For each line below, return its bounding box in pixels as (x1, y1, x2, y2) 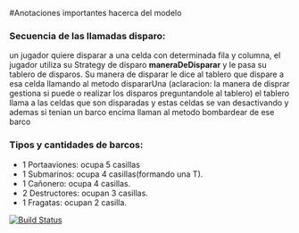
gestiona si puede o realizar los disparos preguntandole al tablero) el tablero (9, 88, 290, 99)
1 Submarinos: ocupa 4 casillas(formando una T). (21, 169, 203, 179)
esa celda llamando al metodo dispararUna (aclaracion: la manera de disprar (9, 79, 290, 89)
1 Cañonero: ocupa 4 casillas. (21, 178, 131, 188)
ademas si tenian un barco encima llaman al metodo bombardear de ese (9, 107, 275, 118)
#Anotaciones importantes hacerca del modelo (9, 8, 182, 18)
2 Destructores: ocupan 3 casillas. (21, 187, 149, 198)
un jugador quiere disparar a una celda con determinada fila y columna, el (9, 50, 281, 61)
